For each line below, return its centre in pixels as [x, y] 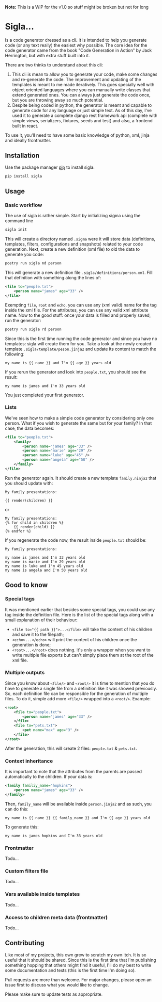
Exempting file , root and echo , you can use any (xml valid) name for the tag [81, 305]
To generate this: [22, 827]
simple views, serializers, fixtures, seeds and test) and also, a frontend [82, 120]
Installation [22, 155]
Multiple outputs [25, 673]
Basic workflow [24, 205]
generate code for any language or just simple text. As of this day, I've [82, 110]
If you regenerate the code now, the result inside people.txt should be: [76, 540]
